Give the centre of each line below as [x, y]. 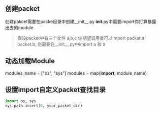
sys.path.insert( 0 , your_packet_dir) [44, 106]
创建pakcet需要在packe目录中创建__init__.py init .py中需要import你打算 [76, 22]
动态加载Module [30, 61]
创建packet [22, 9]
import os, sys [21, 101]
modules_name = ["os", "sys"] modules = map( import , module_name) [76, 73]
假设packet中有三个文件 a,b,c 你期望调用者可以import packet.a [81, 38]
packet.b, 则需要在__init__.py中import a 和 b [61, 44]
